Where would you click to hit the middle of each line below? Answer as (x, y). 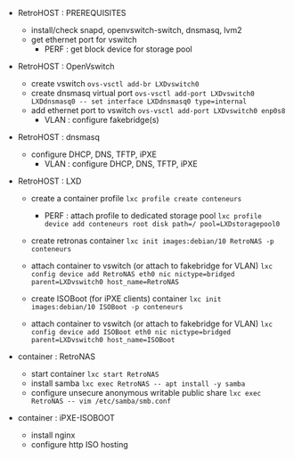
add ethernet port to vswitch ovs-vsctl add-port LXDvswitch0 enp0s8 (158, 110)
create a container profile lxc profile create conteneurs (136, 198)
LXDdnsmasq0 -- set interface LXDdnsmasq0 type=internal (139, 102)
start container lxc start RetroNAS (95, 374)
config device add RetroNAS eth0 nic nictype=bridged (133, 275)
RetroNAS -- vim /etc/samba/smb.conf (101, 401)
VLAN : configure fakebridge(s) (102, 120)
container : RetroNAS (57, 357)
